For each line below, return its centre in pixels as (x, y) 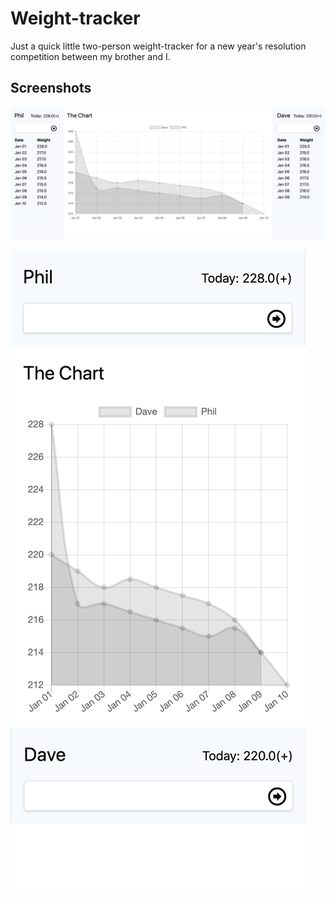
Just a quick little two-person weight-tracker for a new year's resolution (158, 46)
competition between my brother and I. (90, 56)
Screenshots (51, 88)
